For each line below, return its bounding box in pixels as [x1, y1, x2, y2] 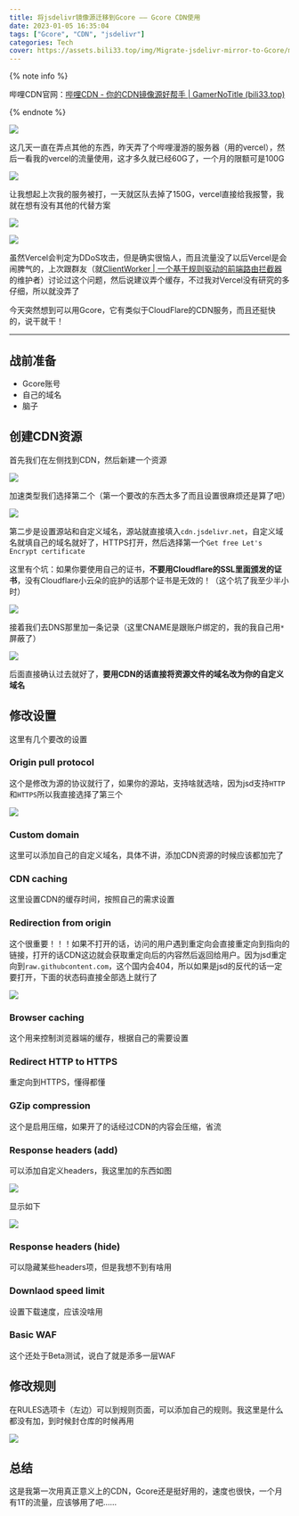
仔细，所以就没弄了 [9, 286, 80, 297]
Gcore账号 [21, 378, 61, 389]
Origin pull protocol [9, 756, 95, 769]
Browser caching [9, 1011, 85, 1024]
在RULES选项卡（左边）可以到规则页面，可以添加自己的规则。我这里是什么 [9, 1404, 284, 1414]
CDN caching [9, 873, 69, 886]
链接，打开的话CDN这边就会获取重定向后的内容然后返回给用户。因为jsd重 [9, 949, 279, 960]
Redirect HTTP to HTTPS [9, 1055, 118, 1067]
